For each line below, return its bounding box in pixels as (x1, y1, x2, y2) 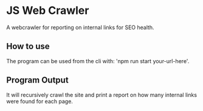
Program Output (6, 75, 69, 86)
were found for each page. (6, 98, 73, 105)
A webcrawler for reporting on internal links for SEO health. (6, 24, 154, 31)
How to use (6, 41, 50, 52)
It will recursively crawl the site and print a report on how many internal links (6, 91, 198, 98)
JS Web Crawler (6, 4, 89, 18)
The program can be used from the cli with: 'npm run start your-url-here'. (6, 57, 190, 64)
